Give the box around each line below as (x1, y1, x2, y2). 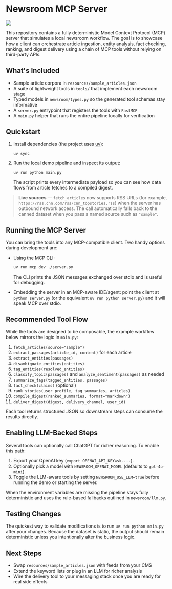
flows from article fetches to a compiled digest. (13, 185, 113, 191)
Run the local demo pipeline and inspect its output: (13, 160, 121, 166)
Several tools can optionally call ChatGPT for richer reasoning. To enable (6, 442, 159, 448)
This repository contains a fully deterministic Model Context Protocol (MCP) (6, 29, 166, 36)
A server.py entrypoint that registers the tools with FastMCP (13, 107, 138, 113)
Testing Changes (6, 510, 61, 518)
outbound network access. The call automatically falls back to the (18, 205, 158, 212)
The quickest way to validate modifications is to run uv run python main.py (6, 523, 164, 529)
